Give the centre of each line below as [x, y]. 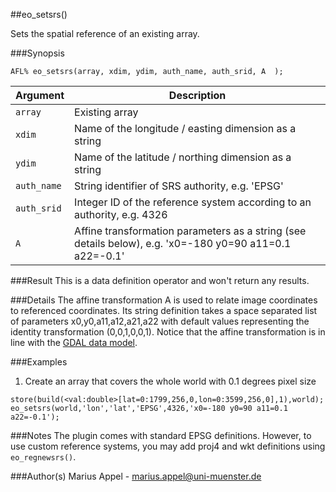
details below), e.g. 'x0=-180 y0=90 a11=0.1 [183, 243]
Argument [40, 95]
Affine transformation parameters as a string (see [190, 231]
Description [197, 95]
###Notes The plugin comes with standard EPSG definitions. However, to [161, 435]
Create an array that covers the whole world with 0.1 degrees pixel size [170, 381]
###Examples [39, 362]
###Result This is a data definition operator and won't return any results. [160, 280]
